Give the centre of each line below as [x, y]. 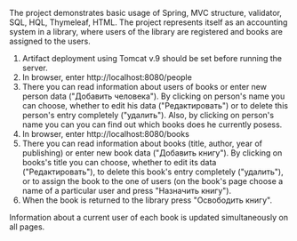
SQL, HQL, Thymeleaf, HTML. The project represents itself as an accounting [148, 22]
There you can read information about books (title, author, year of [142, 143]
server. [35, 68]
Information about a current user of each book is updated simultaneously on [149, 217]
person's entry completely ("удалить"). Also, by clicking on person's [148, 115]
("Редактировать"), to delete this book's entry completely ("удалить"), [153, 172]
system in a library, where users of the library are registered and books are [146, 32]
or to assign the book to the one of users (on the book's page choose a [153, 181]
